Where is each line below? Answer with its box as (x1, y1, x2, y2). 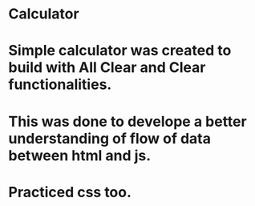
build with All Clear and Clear (8, 59, 206, 77)
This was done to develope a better (8, 112, 247, 131)
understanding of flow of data (8, 129, 211, 147)
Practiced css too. (8, 183, 132, 201)
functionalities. (8, 75, 112, 94)
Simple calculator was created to (8, 42, 232, 60)
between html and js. (8, 146, 152, 164)
